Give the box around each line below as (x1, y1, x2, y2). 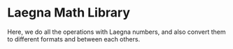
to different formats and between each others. (7, 35, 141, 43)
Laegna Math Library (7, 5, 131, 21)
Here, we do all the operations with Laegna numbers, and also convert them (7, 28, 226, 36)
